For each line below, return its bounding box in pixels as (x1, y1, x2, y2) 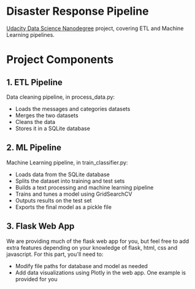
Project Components (6, 53, 114, 67)
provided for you (15, 275, 58, 283)
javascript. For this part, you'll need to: (6, 250, 104, 258)
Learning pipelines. (6, 31, 55, 38)
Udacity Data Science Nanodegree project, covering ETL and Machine (6, 25, 184, 32)
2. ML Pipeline (6, 142, 61, 153)
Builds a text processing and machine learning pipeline (15, 183, 154, 191)
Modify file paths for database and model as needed (15, 262, 148, 269)
